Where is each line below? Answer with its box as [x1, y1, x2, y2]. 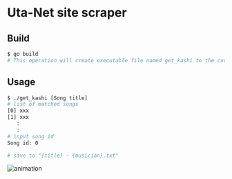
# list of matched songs [7, 101, 79, 108]
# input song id [7, 133, 54, 140]
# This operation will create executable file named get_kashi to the [7, 57, 215, 64]
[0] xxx [7, 107, 30, 115]
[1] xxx [7, 114, 30, 121]
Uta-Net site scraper [7, 5, 127, 21]
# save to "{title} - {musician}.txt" [7, 152, 119, 159]
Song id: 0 [7, 140, 39, 147]
